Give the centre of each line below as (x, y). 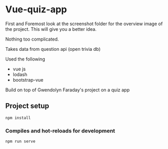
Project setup (27, 106)
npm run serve (21, 142)
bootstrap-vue (28, 80)
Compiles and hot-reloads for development (60, 131)
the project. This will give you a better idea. (51, 29)
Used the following (25, 59)
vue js (19, 69)
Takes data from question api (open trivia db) (53, 49)
